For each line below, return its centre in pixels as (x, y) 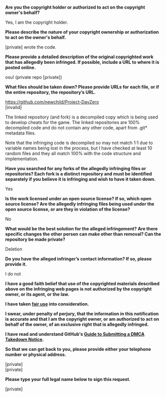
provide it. (16, 264)
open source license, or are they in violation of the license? (68, 209)
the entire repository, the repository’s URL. (50, 92)
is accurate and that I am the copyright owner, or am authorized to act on (82, 319)
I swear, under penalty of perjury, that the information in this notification (82, 314)
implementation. (22, 159)
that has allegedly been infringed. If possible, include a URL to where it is (82, 62)
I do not (13, 274)
